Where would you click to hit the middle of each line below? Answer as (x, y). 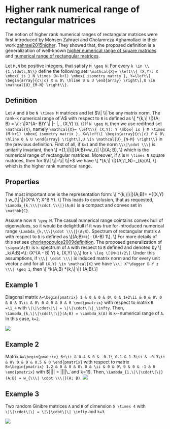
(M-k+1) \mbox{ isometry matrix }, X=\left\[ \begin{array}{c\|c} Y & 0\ (85, 134)
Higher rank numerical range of (73, 9)
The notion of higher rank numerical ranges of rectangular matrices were (82, 34)
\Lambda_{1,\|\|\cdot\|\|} (135, 373)
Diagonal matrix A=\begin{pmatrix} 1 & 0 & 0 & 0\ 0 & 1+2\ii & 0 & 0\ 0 (84, 297)
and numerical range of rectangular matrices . (53, 56)
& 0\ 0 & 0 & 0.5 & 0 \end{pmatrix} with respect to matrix (67, 362)
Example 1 (22, 285)
